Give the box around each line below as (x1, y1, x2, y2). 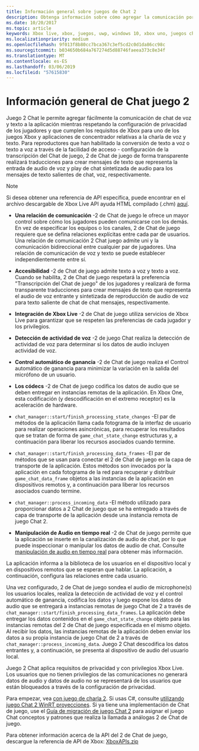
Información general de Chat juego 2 (6, 95, 190, 108)
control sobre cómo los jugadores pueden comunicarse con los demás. (14, 218, 189, 225)
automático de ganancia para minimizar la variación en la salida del (14, 365, 179, 372)
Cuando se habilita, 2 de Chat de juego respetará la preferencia (14, 274, 170, 281)
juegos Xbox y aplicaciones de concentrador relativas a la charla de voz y (6, 133, 187, 140)
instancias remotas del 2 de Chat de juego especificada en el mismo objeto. (6, 622, 191, 629)
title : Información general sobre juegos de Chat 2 (6, 8, 136, 15)
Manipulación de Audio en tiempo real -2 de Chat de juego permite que (14, 529, 191, 536)
